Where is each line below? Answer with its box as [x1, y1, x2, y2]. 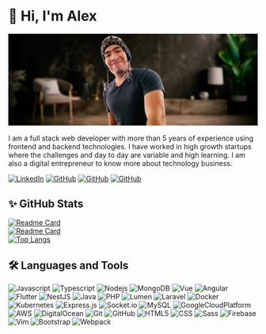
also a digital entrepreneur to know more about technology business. [8, 159, 233, 168]
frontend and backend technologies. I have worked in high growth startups [8, 142, 252, 152]
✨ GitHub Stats [8, 197, 84, 210]
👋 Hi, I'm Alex [8, 7, 97, 25]
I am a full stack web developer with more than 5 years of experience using [8, 133, 254, 143]
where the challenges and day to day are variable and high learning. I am [8, 150, 245, 160]
